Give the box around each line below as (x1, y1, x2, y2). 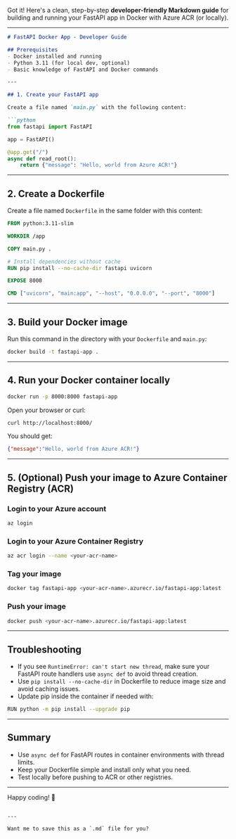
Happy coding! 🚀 (7, 793, 56, 801)
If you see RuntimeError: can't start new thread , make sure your (17, 662, 210, 671)
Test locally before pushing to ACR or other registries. (17, 773, 173, 781)
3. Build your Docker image (7, 316, 128, 328)
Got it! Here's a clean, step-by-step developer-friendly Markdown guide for (7, 6, 229, 14)
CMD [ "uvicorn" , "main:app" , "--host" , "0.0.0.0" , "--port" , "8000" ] (7, 290, 216, 297)
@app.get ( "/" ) (7, 148, 49, 155)
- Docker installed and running (7, 53, 102, 60)
